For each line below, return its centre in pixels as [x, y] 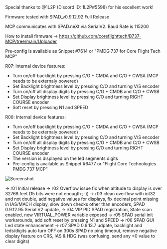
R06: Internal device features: [36, 117]
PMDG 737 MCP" [30, 169]
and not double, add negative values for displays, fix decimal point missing [82, 199]
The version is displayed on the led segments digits [65, 158]
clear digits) [17, 241]
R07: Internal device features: [35, 66]
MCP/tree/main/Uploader [31, 41]
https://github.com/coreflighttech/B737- [100, 36]
